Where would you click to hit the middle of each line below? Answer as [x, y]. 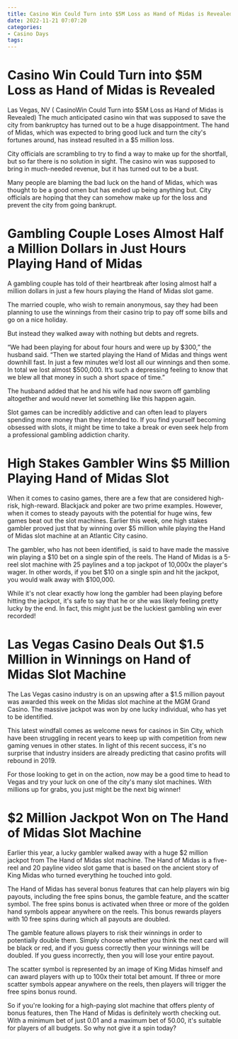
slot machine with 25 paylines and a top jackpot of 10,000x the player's [124, 564]
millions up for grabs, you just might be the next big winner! [94, 789]
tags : [15, 40]
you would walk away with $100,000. [61, 579]
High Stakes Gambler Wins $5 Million [119, 464]
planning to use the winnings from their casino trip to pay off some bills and [118, 312]
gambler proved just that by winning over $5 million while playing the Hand [116, 528]
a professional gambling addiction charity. [68, 435]
